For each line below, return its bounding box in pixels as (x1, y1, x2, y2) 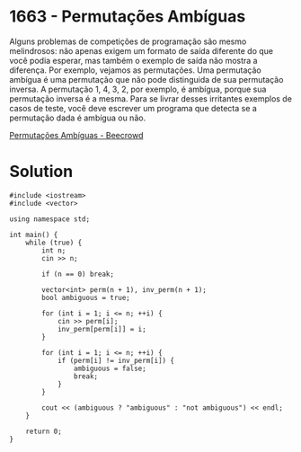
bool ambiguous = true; (41, 293, 130, 302)
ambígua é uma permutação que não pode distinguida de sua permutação (9, 74, 284, 84)
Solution (9, 162, 74, 182)
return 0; (25, 427, 63, 436)
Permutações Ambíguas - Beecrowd (9, 129, 144, 140)
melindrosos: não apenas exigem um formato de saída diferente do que (9, 45, 274, 56)
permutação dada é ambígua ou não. (9, 112, 146, 123)
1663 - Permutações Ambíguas (9, 6, 246, 27)
